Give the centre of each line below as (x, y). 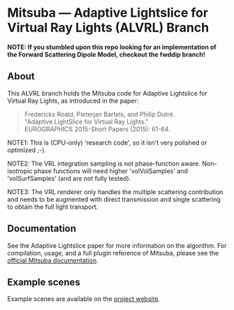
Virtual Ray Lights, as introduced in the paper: (73, 101)
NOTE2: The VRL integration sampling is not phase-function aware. (104, 163)
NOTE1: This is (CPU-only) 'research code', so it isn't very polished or (107, 142)
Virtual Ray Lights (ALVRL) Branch (108, 28)
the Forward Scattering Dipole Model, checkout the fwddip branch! (107, 54)
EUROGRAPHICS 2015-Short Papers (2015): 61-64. (97, 129)
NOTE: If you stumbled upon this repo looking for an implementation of (112, 47)
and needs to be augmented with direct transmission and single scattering (114, 199)
